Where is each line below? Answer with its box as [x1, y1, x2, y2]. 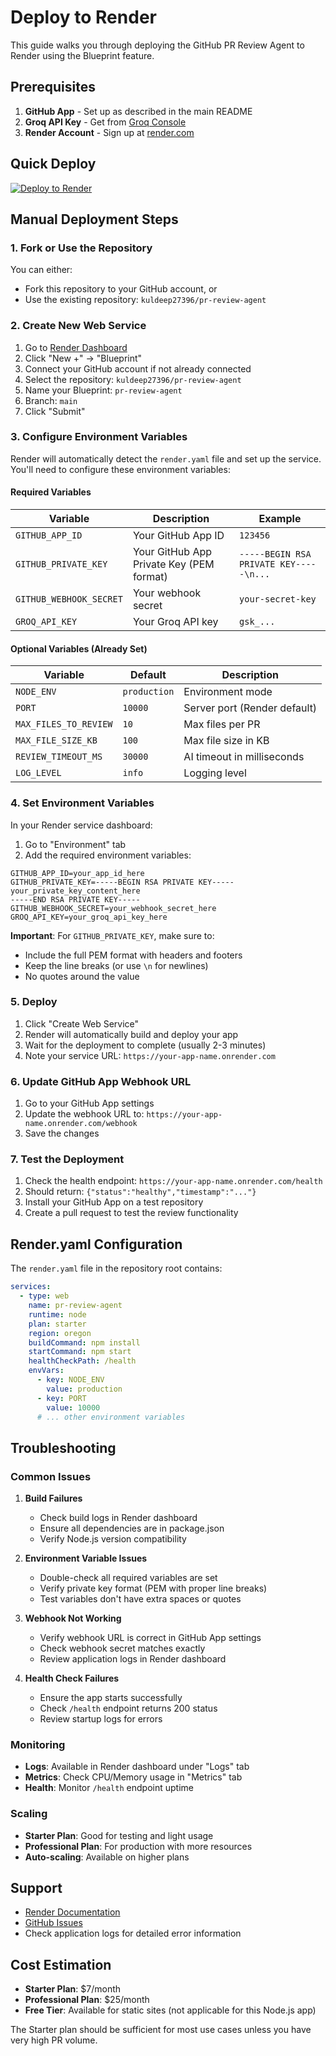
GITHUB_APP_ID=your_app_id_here [10, 868, 145, 878]
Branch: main [24, 394, 78, 406]
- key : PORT [36, 1393, 87, 1403]
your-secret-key [239, 594, 317, 605]
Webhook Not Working [24, 1612, 122, 1625]
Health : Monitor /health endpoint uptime [24, 1782, 194, 1794]
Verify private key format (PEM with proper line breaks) [39, 1582, 268, 1595]
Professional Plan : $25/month [24, 1994, 150, 2006]
